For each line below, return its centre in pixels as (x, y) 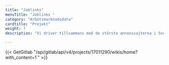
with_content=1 (21, 57)
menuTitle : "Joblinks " (30, 15)
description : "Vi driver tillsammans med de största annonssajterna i (81, 33)
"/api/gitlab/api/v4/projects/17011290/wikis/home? (86, 52)
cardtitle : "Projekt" (28, 24)
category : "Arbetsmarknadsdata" (39, 19)
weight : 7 (16, 29)
